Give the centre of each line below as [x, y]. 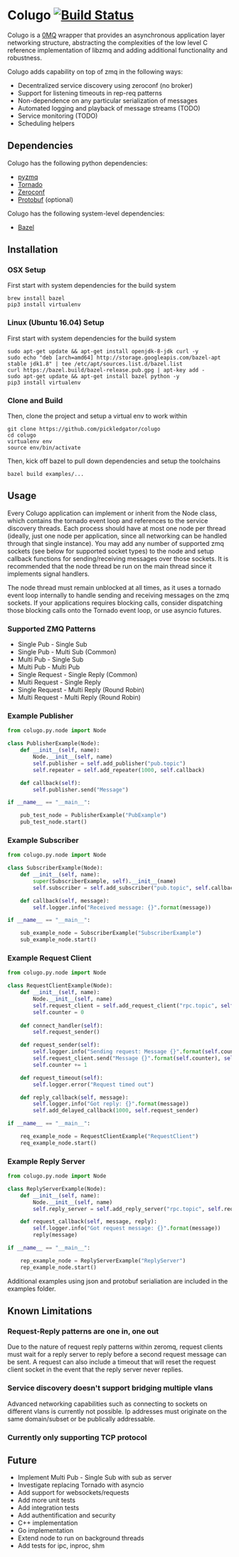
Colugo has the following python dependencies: [78, 163]
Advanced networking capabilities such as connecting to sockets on [107, 1404]
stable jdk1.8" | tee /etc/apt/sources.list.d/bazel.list [95, 364]
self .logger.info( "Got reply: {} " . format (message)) [111, 1104]
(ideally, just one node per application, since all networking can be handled [117, 536]
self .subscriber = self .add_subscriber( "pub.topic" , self [121, 888]
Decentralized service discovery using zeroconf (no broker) [105, 85]
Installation [33, 250]
